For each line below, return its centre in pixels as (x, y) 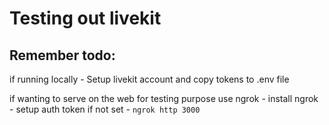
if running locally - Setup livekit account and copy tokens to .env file (149, 79)
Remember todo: (62, 55)
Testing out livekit (85, 18)
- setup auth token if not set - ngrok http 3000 (105, 109)
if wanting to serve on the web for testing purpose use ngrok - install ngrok (164, 98)
